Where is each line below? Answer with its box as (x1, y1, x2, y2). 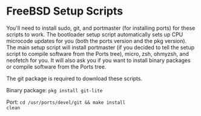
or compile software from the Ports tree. (6, 63, 107, 70)
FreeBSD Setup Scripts (6, 4, 123, 18)
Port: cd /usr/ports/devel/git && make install (6, 98, 126, 106)
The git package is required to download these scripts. (6, 75, 143, 82)
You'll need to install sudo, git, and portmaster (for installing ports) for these (6, 24, 196, 32)
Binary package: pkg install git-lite (6, 86, 103, 94)
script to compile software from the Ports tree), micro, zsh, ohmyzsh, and (6, 50, 189, 57)
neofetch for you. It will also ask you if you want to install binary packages (6, 56, 191, 64)
